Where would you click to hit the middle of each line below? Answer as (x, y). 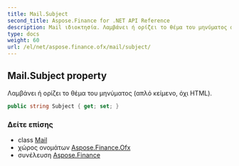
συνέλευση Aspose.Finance (59, 155)
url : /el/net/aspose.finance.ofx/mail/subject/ (79, 47)
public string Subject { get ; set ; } (63, 106)
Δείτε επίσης (30, 124)
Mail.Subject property (57, 76)
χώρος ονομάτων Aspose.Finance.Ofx (74, 147)
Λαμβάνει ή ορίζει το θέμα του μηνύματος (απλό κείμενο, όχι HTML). (110, 93)
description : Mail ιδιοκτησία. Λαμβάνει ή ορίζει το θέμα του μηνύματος (117, 27)
